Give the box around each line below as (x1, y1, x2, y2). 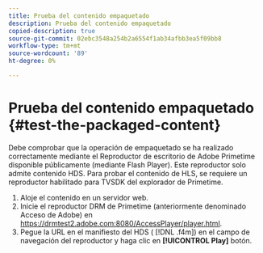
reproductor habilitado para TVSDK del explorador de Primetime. (8, 177, 223, 187)
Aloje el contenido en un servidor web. (19, 192, 149, 202)
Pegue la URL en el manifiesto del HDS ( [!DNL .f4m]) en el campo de (19, 227, 250, 237)
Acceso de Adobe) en (19, 209, 93, 219)
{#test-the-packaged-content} (8, 116, 221, 134)
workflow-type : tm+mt (8, 42, 81, 50)
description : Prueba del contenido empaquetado (8, 19, 172, 27)
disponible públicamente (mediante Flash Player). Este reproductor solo (8, 159, 246, 170)
